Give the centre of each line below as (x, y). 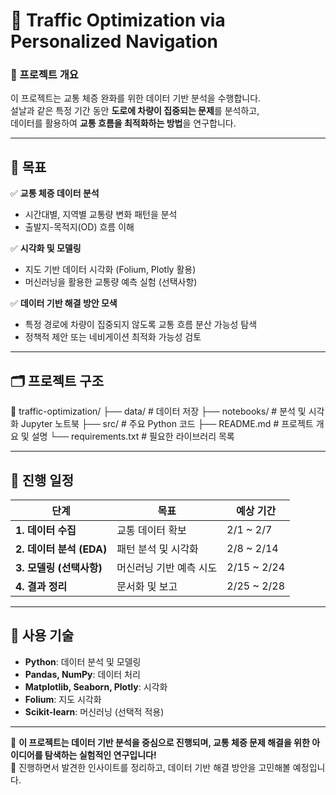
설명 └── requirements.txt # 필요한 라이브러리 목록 (133, 436)
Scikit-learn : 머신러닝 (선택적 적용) (94, 711)
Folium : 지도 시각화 (63, 699)
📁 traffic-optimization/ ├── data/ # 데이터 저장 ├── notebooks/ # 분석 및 (158, 411)
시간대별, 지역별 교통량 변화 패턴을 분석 (101, 215)
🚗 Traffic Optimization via (118, 20)
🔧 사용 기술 (42, 635)
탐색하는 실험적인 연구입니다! (100, 755)
